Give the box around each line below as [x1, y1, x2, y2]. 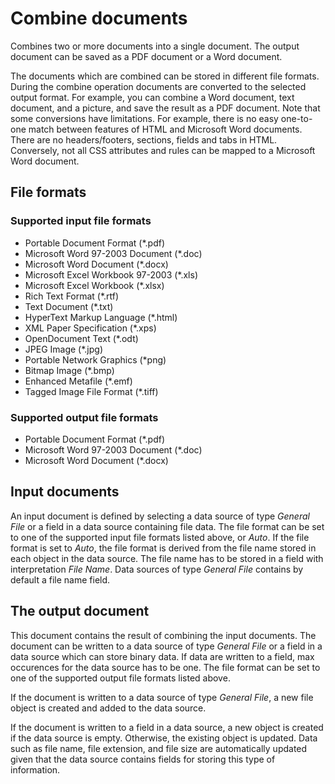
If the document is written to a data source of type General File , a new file [10, 691, 314, 703]
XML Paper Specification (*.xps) [24, 322, 157, 334]
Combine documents [10, 7, 188, 30]
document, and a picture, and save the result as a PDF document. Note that [10, 102, 321, 114]
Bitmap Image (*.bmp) [24, 364, 115, 376]
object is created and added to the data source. [10, 702, 207, 714]
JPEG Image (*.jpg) [24, 343, 103, 355]
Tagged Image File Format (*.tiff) [24, 385, 159, 397]
